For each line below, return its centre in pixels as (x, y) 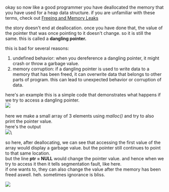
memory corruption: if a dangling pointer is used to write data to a (81, 69)
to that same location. (28, 153)
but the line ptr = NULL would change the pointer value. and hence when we (84, 158)
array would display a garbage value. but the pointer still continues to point (83, 148)
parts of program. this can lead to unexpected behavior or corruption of (87, 80)
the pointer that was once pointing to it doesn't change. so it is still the (78, 33)
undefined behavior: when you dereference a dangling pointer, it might (86, 58)
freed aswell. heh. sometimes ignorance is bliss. (55, 175)
